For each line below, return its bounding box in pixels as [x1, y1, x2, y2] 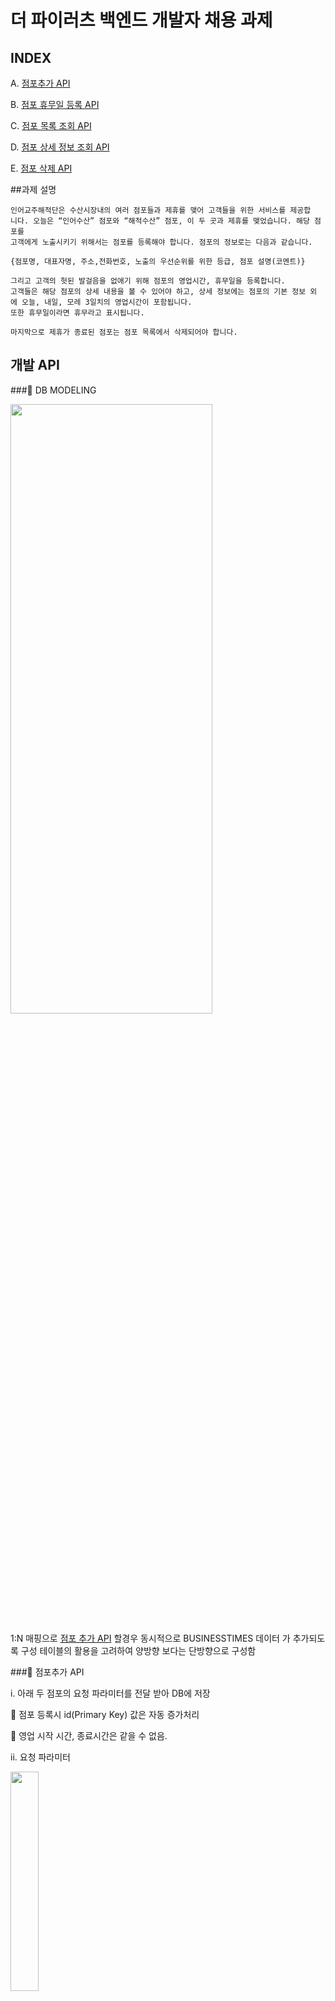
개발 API [10, 357, 60, 374]
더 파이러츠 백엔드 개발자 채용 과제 [10, 9, 273, 32]
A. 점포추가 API [10, 77, 71, 89]
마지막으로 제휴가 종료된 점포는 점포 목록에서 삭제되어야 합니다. [10, 327, 238, 337]
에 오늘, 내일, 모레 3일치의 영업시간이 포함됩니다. [10, 297, 193, 307]
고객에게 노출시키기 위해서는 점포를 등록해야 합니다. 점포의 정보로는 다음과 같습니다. [10, 237, 313, 247]
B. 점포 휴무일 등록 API [10, 99, 100, 110]
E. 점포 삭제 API [10, 162, 73, 174]
